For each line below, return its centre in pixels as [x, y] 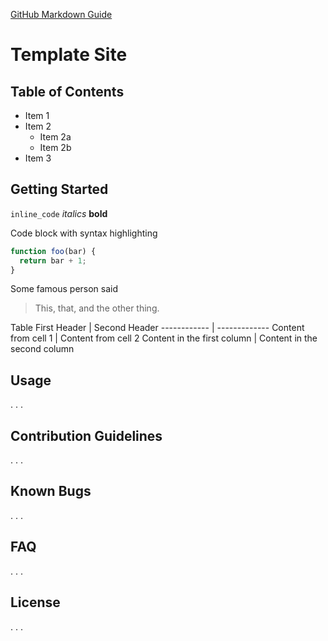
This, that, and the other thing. [97, 308]
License [35, 602]
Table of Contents [67, 91]
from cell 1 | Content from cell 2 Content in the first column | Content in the [164, 338]
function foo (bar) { [53, 251]
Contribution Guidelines [86, 435]
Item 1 [37, 115]
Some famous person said [64, 289]
